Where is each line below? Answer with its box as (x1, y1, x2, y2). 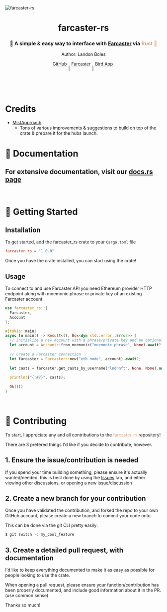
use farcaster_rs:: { (5, 306, 48, 311)
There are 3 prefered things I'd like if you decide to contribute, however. (5, 441, 153, 447)
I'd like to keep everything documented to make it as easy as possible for (5, 567, 155, 573)
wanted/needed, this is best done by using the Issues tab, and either (5, 474, 146, 480)
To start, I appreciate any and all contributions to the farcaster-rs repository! (5, 431, 161, 438)
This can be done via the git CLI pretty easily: (5, 522, 98, 528)
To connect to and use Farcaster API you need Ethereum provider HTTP (5, 285, 153, 291)
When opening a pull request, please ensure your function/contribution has (5, 582, 159, 588)
